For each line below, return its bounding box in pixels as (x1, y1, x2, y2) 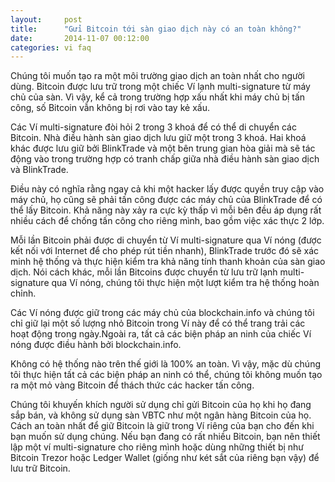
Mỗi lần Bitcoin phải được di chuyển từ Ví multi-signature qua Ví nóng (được (10, 234, 322, 246)
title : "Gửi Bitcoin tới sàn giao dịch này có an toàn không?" (10, 24, 302, 34)
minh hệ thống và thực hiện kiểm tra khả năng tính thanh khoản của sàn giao (10, 256, 326, 268)
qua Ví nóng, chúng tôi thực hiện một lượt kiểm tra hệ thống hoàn (51, 277, 320, 289)
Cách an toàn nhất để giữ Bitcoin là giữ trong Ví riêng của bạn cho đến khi (10, 420, 315, 432)
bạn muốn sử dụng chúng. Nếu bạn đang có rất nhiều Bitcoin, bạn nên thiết (10, 431, 321, 443)
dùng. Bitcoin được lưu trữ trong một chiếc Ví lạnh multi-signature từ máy (10, 81, 311, 93)
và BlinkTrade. (10, 164, 69, 176)
